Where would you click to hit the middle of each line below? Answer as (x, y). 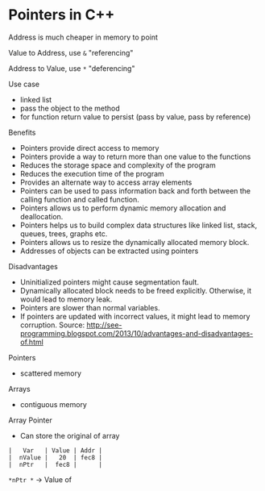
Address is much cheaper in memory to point (83, 37)
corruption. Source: (52, 325)
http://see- (104, 325)
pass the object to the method (70, 108)
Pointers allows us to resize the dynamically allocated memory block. (135, 242)
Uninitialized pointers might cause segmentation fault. (110, 282)
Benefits (22, 132)
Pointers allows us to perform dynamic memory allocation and (123, 208)
